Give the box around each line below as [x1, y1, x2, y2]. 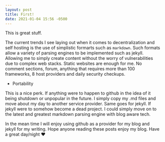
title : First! [5, 12, 35, 17]
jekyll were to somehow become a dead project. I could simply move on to [5, 106, 157, 112]
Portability [12, 81, 34, 87]
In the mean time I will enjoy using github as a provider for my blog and [5, 121, 150, 127]
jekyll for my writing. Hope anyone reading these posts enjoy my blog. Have [5, 126, 160, 132]
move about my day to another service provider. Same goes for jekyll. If [5, 101, 151, 107]
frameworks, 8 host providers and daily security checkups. [5, 71, 125, 77]
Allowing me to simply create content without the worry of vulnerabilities [5, 55, 154, 61]
